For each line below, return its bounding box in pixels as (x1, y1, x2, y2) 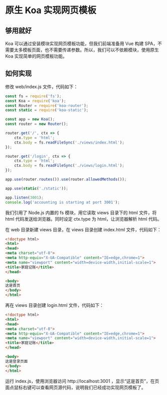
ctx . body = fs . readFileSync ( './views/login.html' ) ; (14, 163, 124, 168)
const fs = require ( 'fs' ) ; (5, 94, 62, 99)
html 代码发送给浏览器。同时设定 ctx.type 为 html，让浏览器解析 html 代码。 (5, 216, 162, 222)
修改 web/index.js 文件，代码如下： (5, 84, 78, 90)
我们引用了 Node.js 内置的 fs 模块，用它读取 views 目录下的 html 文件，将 (5, 210, 157, 216)
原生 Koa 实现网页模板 (5, 5, 96, 16)
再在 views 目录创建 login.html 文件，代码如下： (5, 302, 104, 308)
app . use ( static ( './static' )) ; (5, 186, 69, 191)
